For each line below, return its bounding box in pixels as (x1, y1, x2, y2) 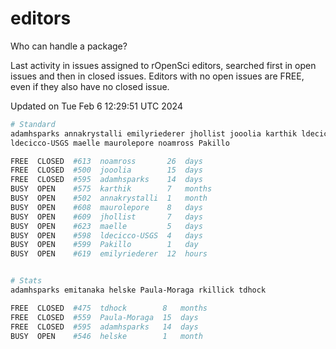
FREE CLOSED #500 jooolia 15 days (10, 165, 203, 176)
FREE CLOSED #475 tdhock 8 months (10, 303, 208, 313)
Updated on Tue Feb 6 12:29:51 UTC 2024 (10, 100, 183, 112)
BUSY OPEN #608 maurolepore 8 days (10, 202, 203, 212)
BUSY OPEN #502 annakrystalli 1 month (10, 193, 208, 204)
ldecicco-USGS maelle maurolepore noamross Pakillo (10, 138, 230, 148)
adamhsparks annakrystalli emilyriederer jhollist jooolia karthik (10, 128, 298, 139)
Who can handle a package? (10, 40, 128, 52)
